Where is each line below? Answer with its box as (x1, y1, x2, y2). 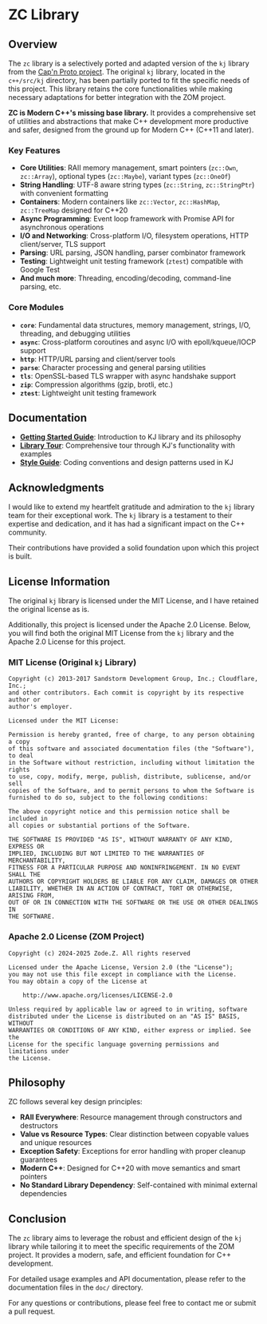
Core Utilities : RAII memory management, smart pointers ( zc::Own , (19, 163, 238, 173)
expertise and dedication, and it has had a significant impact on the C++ (8, 519, 245, 529)
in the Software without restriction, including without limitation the (8, 759, 255, 767)
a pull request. (8, 1306, 56, 1316)
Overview (8, 38, 58, 51)
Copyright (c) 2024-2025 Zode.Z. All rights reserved (8, 949, 191, 957)
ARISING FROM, (8, 892, 56, 900)
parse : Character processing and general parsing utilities (19, 362, 206, 372)
